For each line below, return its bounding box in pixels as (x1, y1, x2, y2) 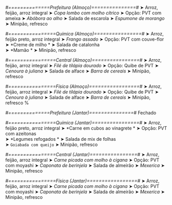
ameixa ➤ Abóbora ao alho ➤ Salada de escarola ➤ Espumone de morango (5, 15, 165, 21)
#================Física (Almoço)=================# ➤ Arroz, (5, 83, 162, 89)
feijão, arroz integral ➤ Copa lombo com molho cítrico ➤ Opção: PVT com (5, 10, 162, 16)
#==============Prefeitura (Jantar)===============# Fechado (5, 110, 157, 116)
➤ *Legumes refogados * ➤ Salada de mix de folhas (5, 136, 117, 142)
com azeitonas (5, 131, 36, 137)
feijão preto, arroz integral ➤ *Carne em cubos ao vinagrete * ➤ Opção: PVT (5, 125, 167, 131)
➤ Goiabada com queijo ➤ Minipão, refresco (5, 141, 98, 147)
